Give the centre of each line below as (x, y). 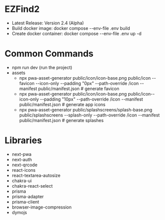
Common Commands (49, 54)
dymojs (19, 212)
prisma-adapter (28, 196)
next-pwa (22, 154)
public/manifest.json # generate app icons (62, 104)
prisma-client (25, 202)
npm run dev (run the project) (42, 67)
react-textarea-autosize (36, 175)
